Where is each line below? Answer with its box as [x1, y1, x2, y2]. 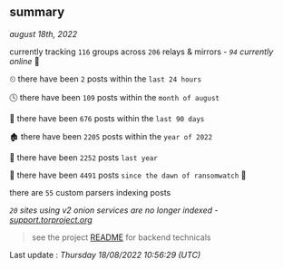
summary [9, 5, 65, 20]
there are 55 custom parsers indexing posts [9, 187, 171, 197]
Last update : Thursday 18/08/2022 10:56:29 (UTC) [9, 249, 201, 260]
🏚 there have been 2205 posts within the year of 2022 [9, 130, 213, 141]
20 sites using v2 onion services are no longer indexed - [9, 205, 219, 216]
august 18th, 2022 [9, 28, 78, 39]
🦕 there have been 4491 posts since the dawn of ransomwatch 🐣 [9, 169, 247, 180]
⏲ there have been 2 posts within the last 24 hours [9, 73, 202, 84]
